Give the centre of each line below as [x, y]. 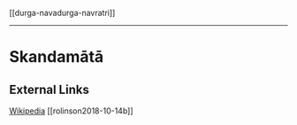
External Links [49, 89]
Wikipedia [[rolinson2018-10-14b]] [72, 111]
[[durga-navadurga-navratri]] [62, 13]
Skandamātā [57, 57]
